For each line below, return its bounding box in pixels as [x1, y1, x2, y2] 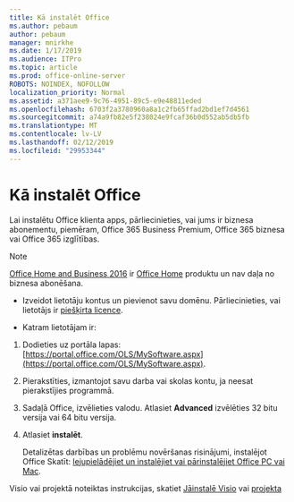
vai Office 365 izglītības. [9, 234, 100, 244]
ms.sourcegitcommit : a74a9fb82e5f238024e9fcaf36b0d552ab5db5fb [9, 113, 250, 122]
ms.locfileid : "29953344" [9, 146, 105, 155]
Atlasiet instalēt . [21, 429, 83, 439]
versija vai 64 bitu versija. [21, 412, 117, 422]
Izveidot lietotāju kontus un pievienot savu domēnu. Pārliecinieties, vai [21, 294, 281, 305]
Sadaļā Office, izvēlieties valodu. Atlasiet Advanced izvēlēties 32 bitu [21, 402, 278, 413]
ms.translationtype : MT [9, 122, 98, 131]
